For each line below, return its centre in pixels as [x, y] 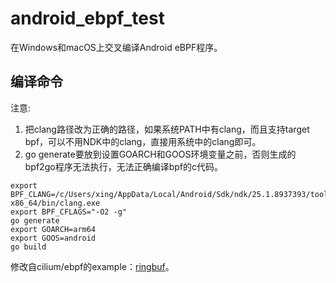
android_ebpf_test [87, 18]
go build [28, 247]
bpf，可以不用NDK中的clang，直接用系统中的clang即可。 [143, 141]
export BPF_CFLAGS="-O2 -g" [69, 212]
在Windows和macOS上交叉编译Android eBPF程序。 [116, 47]
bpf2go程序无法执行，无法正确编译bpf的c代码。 [123, 166]
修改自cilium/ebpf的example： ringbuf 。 [92, 266]
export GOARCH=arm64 [53, 229]
